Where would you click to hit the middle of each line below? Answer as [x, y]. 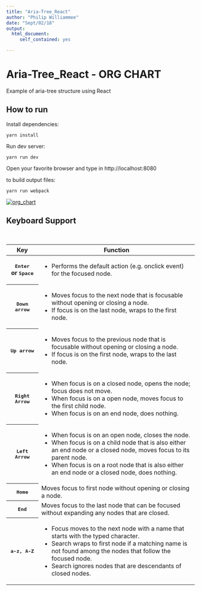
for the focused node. [82, 273]
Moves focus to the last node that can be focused [111, 505]
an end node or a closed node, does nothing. [114, 472]
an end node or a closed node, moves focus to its [121, 450]
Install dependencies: [33, 124]
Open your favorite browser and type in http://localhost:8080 [81, 168]
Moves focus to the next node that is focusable [117, 295]
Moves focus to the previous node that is [109, 339]
